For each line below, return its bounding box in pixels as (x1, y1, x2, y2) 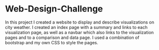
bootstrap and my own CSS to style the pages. (5, 39, 99, 45)
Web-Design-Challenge (5, 3, 103, 14)
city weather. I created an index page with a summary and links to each (5, 24, 148, 30)
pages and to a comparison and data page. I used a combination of (5, 35, 140, 40)
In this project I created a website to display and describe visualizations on (5, 19, 155, 25)
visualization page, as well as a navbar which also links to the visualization (5, 29, 154, 35)
